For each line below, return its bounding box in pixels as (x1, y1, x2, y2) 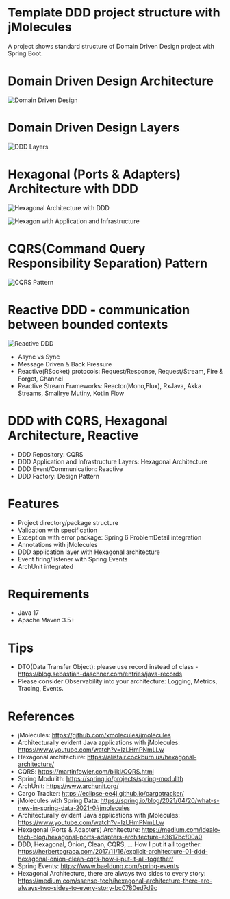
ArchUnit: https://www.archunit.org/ (17, 782, 119, 790)
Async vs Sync (17, 353, 60, 361)
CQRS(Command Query (8, 241, 146, 256)
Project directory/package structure (17, 518, 119, 527)
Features (8, 496, 60, 511)
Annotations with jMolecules (17, 540, 98, 548)
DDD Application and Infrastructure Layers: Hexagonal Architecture (17, 457, 207, 466)
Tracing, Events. (17, 685, 64, 693)
